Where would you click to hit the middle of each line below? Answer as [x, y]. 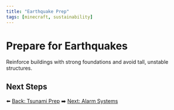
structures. [19, 68]
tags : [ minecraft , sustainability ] [50, 17]
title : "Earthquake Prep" [37, 11]
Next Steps [27, 86]
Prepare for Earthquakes [67, 46]
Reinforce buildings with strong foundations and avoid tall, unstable [87, 62]
